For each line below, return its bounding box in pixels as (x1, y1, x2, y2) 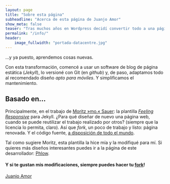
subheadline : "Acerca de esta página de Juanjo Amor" (5, 17, 121, 22)
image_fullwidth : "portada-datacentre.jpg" (14, 40, 108, 45)
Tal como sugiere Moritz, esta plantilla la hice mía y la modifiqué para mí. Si (5, 140, 162, 146)
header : (5, 36, 22, 41)
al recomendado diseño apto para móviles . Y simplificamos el (5, 74, 134, 81)
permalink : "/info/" (5, 31, 49, 36)
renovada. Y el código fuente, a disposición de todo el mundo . (5, 129, 135, 135)
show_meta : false (5, 21, 42, 27)
